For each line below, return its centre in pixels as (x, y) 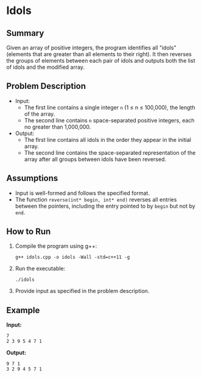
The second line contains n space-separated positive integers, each (109, 120)
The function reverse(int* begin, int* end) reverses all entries (96, 199)
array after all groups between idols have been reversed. (95, 159)
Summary (25, 33)
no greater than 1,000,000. (57, 127)
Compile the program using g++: (56, 246)
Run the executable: (40, 269)
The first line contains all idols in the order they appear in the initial (108, 139)
